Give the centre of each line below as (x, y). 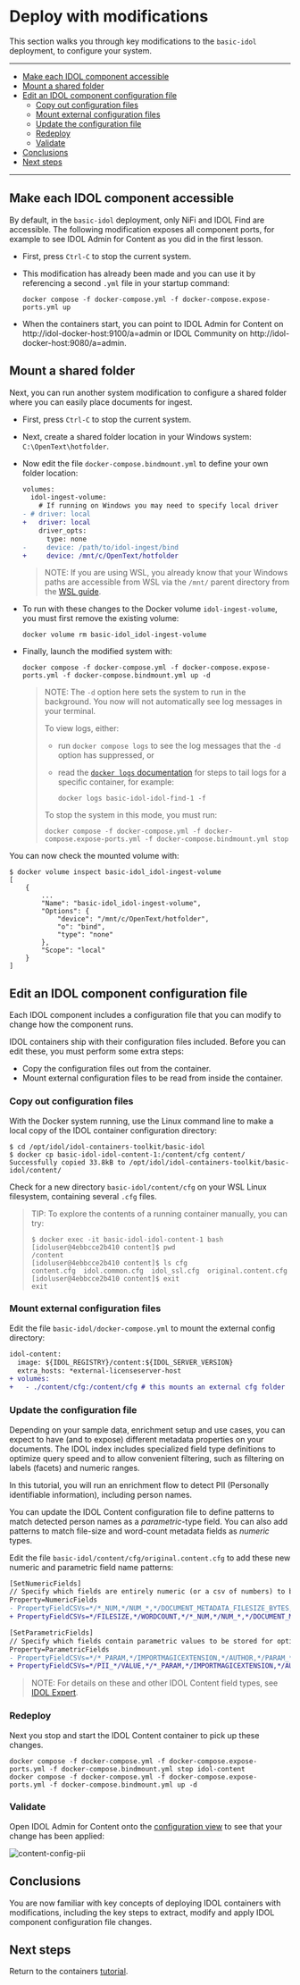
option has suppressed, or (106, 755)
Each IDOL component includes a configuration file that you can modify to (145, 1015)
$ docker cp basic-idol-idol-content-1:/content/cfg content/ (127, 1155)
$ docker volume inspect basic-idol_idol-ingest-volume (115, 872)
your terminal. (70, 711)
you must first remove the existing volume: (100, 618)
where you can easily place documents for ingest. (101, 402)
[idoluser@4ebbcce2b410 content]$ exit (105, 1278)
